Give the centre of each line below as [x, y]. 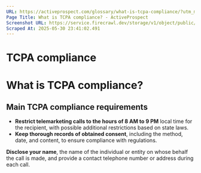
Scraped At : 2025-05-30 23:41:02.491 [53, 28]
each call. [18, 165]
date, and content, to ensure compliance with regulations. [86, 140]
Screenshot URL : [26, 23]
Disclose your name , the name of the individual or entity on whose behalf [97, 152]
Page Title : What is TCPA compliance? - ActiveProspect [77, 17]
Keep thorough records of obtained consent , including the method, [99, 134]
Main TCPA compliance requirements [77, 107]
